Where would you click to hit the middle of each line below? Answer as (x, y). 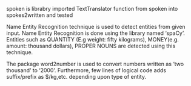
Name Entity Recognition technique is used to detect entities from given (96, 27)
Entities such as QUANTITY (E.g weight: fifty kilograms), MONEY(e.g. (92, 39)
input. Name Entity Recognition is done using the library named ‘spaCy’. (95, 33)
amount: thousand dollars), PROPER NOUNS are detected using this (91, 46)
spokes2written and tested (40, 15)
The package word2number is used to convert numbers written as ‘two (95, 64)
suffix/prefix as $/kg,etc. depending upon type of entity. (76, 77)
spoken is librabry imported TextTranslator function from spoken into (92, 9)
